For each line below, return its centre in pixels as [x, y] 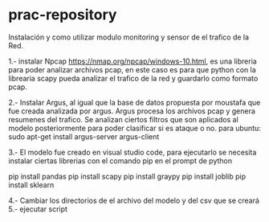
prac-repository [63, 15]
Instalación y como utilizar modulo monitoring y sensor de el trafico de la [129, 37]
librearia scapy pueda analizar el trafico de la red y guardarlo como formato [133, 78]
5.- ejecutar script [38, 209]
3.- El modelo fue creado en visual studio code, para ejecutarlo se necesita [132, 152]
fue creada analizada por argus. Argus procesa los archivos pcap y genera [132, 111]
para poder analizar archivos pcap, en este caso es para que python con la [132, 69]
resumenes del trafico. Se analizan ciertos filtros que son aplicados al [123, 119]
